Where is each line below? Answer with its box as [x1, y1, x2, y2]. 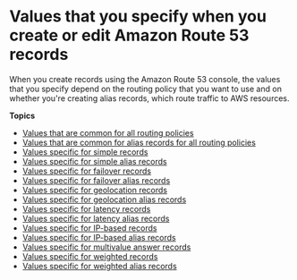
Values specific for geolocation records [21, 184, 168, 195]
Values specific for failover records [21, 165, 152, 176]
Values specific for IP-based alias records [21, 232, 176, 242]
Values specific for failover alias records [21, 174, 171, 185]
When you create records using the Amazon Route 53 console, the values [9, 73, 281, 84]
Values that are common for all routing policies [21, 127, 194, 138]
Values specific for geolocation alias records [21, 194, 187, 205]
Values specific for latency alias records [21, 213, 170, 224]
